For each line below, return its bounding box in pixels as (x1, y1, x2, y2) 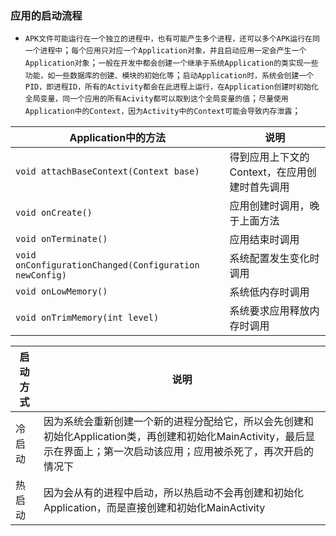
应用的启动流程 (10, 8, 83, 22)
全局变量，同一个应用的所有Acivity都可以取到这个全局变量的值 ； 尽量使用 (24, 92, 289, 104)
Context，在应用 (229, 165, 307, 179)
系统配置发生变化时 (229, 252, 320, 266)
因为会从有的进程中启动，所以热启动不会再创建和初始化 (43, 486, 304, 500)
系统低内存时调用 (229, 285, 310, 299)
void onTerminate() (15, 233, 108, 245)
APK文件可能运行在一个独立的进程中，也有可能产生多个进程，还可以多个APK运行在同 (24, 34, 320, 44)
